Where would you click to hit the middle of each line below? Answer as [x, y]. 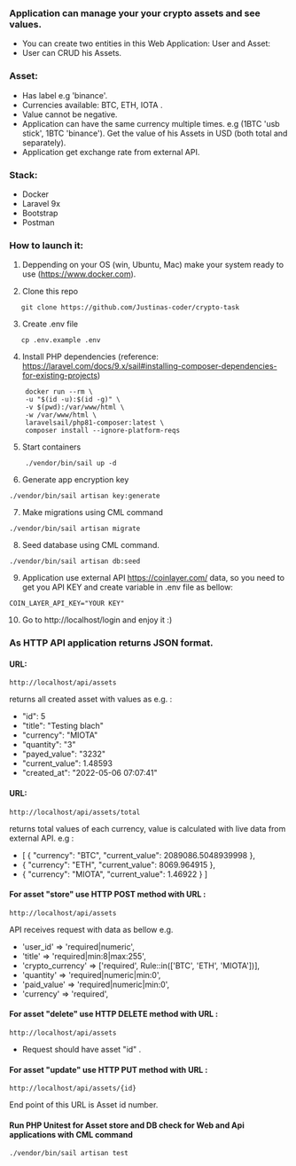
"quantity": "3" [49, 745]
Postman [38, 222]
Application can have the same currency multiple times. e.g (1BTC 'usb [151, 123]
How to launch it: [47, 245]
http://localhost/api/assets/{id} [73, 1089]
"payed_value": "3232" [64, 754]
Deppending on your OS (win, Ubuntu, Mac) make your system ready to [153, 265]
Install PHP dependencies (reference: [90, 356]
